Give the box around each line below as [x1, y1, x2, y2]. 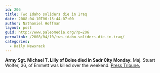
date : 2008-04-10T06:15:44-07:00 [5, 16, 74, 21]
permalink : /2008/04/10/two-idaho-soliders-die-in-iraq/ [5, 35, 125, 40]
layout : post [5, 25, 32, 30]
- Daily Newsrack [9, 44, 45, 49]
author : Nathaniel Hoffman [5, 21, 61, 26]
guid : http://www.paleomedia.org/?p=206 [5, 30, 90, 35]
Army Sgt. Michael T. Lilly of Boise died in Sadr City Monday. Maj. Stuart [5, 57, 156, 63]
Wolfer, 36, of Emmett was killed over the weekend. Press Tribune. [5, 62, 141, 68]
